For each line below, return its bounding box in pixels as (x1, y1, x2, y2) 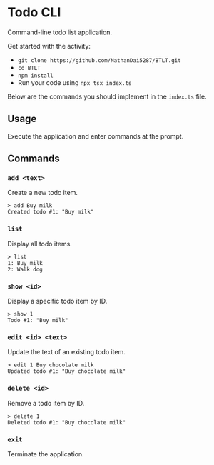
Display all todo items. (7, 239, 73, 248)
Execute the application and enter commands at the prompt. (7, 131, 184, 140)
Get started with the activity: (7, 41, 91, 50)
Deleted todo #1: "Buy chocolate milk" (7, 419, 126, 426)
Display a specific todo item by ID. (7, 297, 108, 306)
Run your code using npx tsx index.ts (17, 78, 132, 86)
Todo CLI (7, 4, 61, 21)
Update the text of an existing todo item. (7, 348, 126, 356)
